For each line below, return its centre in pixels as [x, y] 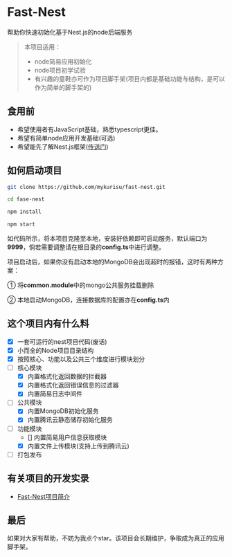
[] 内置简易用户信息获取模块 [67, 437]
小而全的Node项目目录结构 [55, 350]
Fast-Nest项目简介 [44, 496]
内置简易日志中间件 [55, 394]
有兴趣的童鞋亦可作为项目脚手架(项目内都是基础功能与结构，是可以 [130, 79]
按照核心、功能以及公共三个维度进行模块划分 [81, 359]
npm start [21, 225]
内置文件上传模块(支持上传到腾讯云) [78, 446]
